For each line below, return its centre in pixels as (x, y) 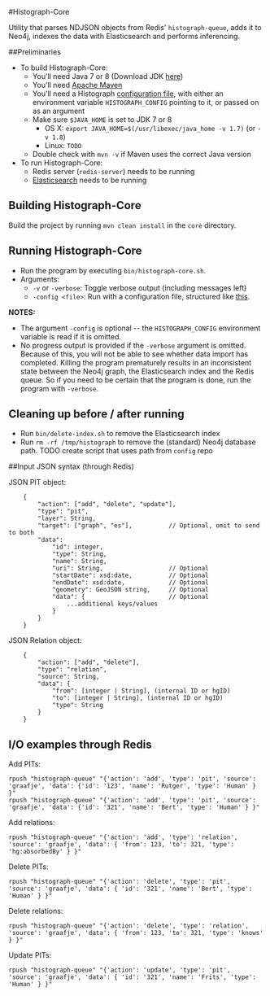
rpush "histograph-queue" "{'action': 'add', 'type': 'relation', (123, 837)
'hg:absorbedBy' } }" (45, 852)
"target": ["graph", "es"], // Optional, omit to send (149, 526)
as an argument (59, 111)
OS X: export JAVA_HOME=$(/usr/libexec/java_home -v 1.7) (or (150, 128)
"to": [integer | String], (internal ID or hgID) (137, 698)
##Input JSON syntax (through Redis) (71, 466)
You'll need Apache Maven (77, 85)
